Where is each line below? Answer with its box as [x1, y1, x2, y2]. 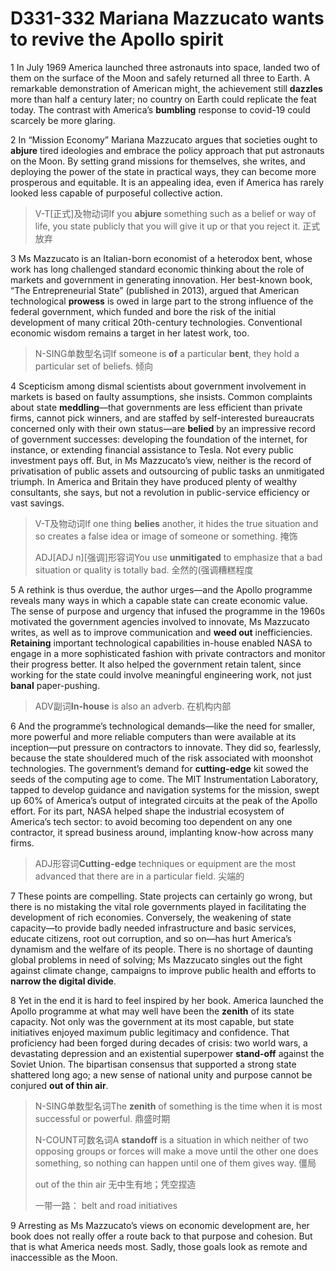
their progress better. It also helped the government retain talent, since [10, 658, 302, 670]
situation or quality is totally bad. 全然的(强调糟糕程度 [34, 563, 254, 576]
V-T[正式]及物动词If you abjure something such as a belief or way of [34, 207, 317, 219]
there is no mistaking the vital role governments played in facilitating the [10, 900, 307, 912]
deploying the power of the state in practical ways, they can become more [10, 165, 317, 177]
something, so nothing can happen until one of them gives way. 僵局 [34, 1157, 317, 1169]
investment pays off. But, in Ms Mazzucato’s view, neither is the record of [10, 454, 312, 466]
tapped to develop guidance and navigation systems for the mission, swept [10, 783, 320, 796]
